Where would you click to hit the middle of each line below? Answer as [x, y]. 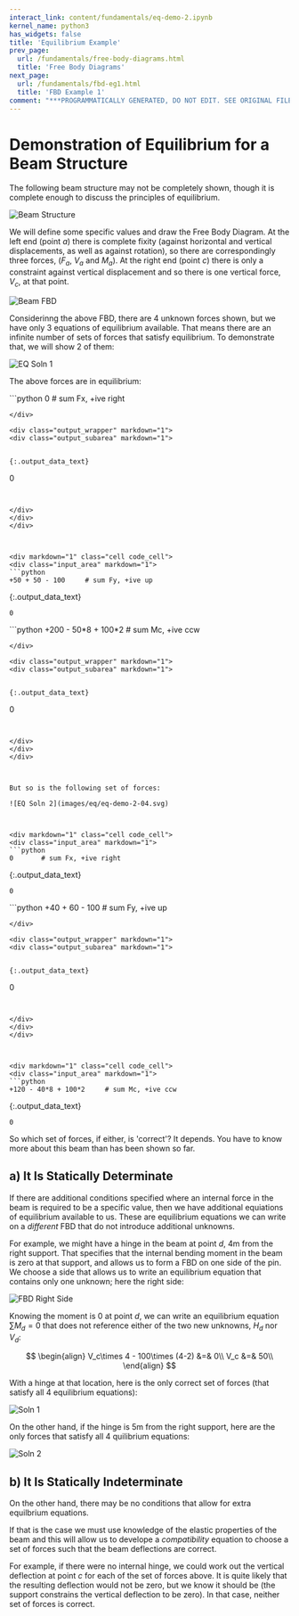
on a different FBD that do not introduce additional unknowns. [122, 1226]
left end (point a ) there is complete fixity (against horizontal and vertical [141, 242]
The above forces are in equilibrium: [76, 381]
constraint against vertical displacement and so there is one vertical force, [145, 272]
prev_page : [29, 51]
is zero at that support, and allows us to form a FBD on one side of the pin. [145, 1262]
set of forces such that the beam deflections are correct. [113, 1549]
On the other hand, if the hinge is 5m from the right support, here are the [142, 1427]
